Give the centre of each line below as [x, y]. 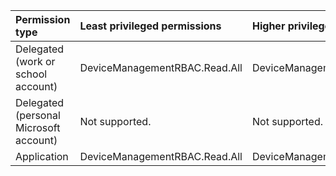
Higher [268, 26]
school [31, 74]
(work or [35, 61]
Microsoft [38, 127]
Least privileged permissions [150, 26]
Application [42, 156]
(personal [38, 115]
